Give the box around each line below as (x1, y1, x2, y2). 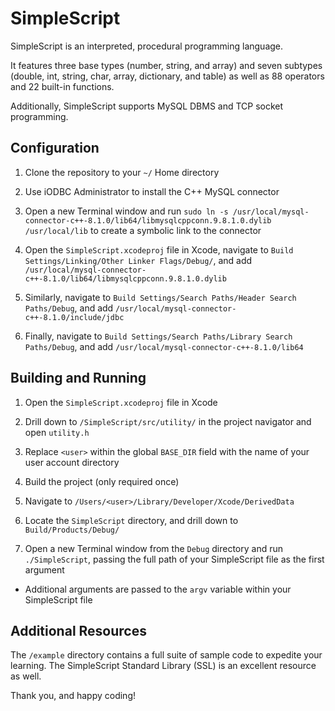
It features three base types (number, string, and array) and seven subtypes (10, 59, 323, 71)
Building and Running (10, 370, 147, 387)
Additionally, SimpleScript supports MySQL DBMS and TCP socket (10, 100, 284, 112)
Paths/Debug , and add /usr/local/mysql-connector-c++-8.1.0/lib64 (24, 340, 304, 352)
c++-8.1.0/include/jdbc (24, 312, 125, 322)
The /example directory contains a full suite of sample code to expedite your (10, 649, 323, 661)
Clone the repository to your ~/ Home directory (24, 166, 220, 178)
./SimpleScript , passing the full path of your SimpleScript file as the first (24, 553, 325, 565)
